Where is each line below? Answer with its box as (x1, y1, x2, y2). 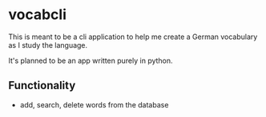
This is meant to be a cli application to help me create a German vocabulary (8, 32, 258, 41)
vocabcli (8, 6, 66, 24)
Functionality (8, 79, 76, 92)
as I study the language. (8, 40, 88, 49)
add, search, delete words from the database (19, 99, 169, 109)
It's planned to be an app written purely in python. (8, 56, 174, 65)
